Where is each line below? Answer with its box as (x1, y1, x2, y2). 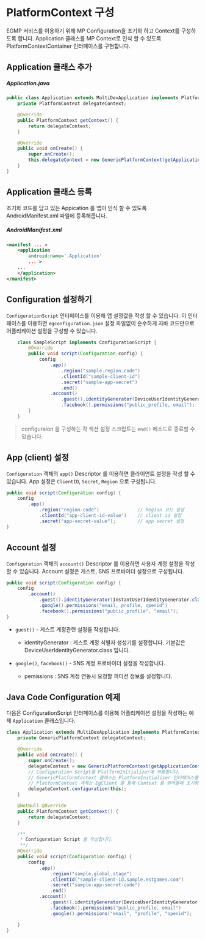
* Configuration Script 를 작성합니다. (20, 837, 114, 843)
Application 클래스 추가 (6, 62, 93, 72)
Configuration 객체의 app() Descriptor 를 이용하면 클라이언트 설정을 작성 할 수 (6, 470, 195, 477)
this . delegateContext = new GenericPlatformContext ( (28, 157, 165, 163)
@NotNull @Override (17, 803, 67, 809)
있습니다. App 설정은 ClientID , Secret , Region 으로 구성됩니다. (6, 477, 157, 485)
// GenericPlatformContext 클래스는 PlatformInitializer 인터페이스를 (28, 774, 199, 781)
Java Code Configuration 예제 (6, 692, 121, 703)
